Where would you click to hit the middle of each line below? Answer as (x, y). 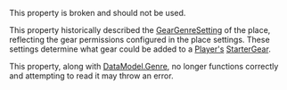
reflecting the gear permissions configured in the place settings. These (139, 40)
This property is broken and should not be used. (98, 13)
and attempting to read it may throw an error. (91, 76)
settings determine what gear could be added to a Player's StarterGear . (140, 49)
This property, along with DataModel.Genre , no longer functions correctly (144, 66)
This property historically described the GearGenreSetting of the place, (140, 30)
